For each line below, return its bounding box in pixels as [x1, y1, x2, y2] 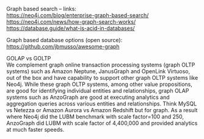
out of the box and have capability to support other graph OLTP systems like [6, 74, 199, 81]
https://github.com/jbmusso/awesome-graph [6, 43, 120, 50]
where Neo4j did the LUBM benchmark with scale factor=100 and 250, [6, 113, 184, 120]
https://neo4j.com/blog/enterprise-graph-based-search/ [6, 12, 149, 19]
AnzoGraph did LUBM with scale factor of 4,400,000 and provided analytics [6, 119, 198, 127]
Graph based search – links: [6, 5, 76, 12]
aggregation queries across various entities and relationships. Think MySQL [6, 100, 197, 107]
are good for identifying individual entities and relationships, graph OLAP [6, 87, 189, 94]
